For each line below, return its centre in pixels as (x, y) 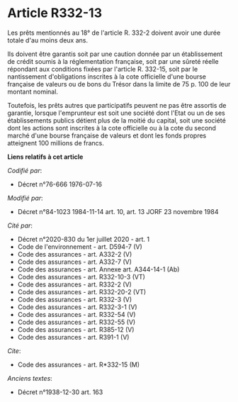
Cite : (14, 351)
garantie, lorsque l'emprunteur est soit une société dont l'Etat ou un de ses (116, 113)
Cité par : (20, 225)
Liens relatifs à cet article (45, 157)
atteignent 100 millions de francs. (56, 143)
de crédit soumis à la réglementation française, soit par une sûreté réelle (113, 61)
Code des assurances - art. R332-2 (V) (75, 284)
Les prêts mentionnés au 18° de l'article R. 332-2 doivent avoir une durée (114, 33)
